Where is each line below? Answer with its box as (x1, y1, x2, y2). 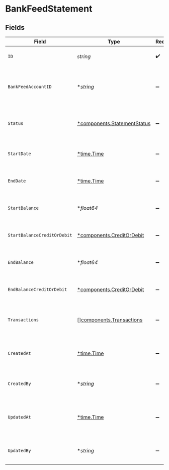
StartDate (8, 151, 31, 157)
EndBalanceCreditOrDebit (8, 287, 67, 292)
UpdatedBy (8, 448, 31, 453)
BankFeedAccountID (8, 84, 52, 89)
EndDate (8, 178, 26, 183)
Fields (5, 23, 25, 32)
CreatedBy (8, 381, 31, 387)
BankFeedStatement (5, 3, 93, 15)
